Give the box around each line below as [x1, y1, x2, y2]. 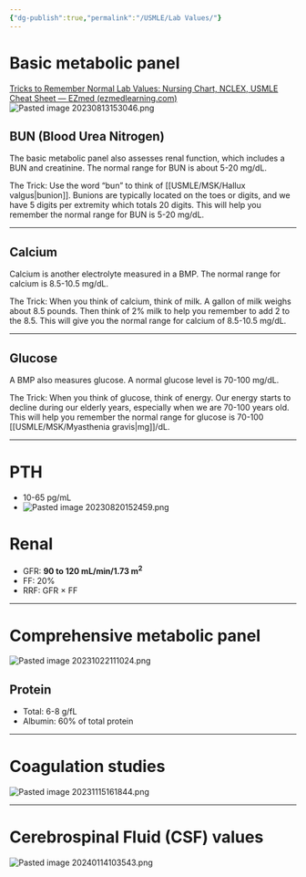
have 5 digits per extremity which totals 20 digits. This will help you [9, 200, 262, 211]
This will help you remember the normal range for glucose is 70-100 [9, 412, 264, 423]
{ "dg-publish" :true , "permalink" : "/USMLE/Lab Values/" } [9, 13, 222, 23]
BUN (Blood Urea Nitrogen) [9, 129, 166, 144]
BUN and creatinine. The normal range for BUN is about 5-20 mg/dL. [9, 162, 267, 173]
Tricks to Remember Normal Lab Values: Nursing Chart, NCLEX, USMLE [9, 83, 279, 94]
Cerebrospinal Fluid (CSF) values [9, 827, 264, 848]
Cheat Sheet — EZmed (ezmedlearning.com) [9, 92, 178, 103]
